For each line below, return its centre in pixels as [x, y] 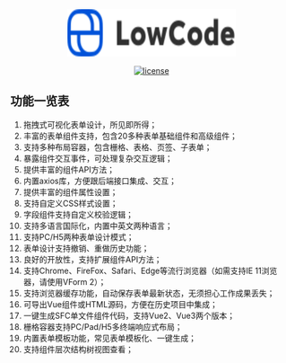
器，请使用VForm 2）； [65, 281]
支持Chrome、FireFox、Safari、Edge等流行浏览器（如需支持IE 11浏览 [150, 270]
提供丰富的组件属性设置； [70, 191]
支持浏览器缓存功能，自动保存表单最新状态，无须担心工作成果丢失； [149, 293]
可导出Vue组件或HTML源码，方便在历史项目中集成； [120, 304]
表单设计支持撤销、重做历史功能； [86, 248]
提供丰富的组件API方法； [69, 169]
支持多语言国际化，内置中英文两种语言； [98, 226]
